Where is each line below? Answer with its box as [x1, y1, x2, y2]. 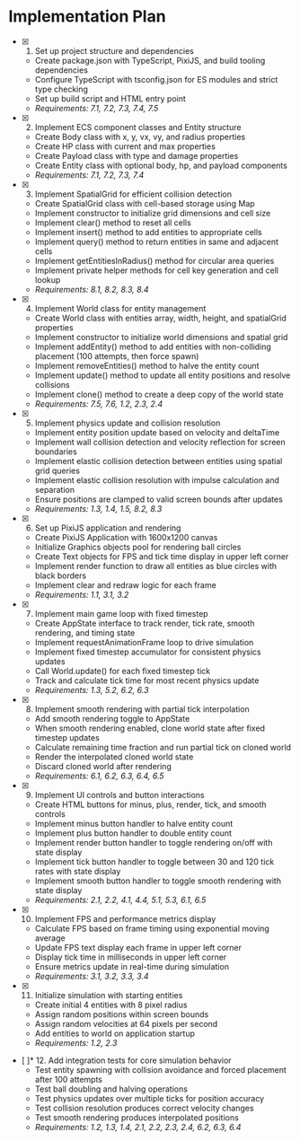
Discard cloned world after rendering [34, 760, 172, 771]
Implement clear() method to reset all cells [34, 217, 192, 228]
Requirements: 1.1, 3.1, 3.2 [34, 589, 129, 600]
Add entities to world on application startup [34, 1028, 195, 1039]
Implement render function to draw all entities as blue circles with [34, 560, 278, 571]
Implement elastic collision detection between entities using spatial [34, 455, 283, 466]
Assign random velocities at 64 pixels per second [34, 1018, 218, 1029]
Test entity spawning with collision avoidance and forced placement [34, 1064, 287, 1075]
